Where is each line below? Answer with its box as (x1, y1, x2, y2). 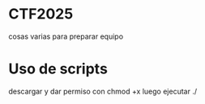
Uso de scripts (8, 60, 108, 78)
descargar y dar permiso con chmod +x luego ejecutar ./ (8, 86, 197, 96)
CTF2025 (8, 5, 74, 23)
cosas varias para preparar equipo (8, 31, 124, 41)
